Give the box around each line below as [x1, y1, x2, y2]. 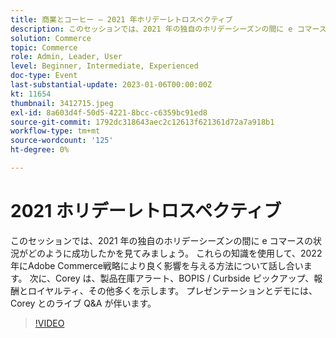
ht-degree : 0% [10, 145, 70, 155]
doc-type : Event [10, 71, 78, 81]
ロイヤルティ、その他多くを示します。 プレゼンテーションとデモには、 [27, 284, 318, 296]
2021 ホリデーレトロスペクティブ [10, 200, 282, 223]
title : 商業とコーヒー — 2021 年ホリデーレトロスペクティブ [10, 14, 233, 25]
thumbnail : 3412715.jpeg [10, 98, 114, 108]
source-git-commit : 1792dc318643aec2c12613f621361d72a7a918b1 [10, 117, 275, 127]
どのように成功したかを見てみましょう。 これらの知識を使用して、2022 [27, 247, 323, 259]
